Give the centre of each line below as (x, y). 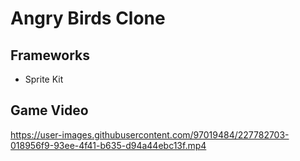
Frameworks (50, 55)
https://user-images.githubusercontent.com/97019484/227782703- (150, 134)
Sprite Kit (44, 79)
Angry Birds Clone (88, 18)
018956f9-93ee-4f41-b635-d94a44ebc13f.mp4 (108, 145)
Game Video (49, 110)
